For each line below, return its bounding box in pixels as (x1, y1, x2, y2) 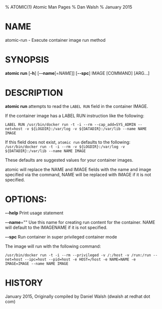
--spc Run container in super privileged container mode (5, 234, 117, 240)
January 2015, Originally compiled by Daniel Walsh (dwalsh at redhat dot (5, 293, 150, 299)
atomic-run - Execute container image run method (5, 37, 106, 43)
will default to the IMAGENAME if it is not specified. (5, 224, 108, 230)
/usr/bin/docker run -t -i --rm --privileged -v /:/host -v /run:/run (5, 253, 151, 257)
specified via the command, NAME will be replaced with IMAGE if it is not (5, 172, 151, 177)
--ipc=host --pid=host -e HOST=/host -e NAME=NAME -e (24, 257, 136, 262)
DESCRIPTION (5, 87, 63, 99)
